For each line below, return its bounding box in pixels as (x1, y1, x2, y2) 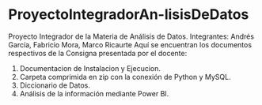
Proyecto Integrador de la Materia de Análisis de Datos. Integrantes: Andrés (8, 32, 255, 41)
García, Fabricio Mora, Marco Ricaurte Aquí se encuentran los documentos (8, 39, 252, 49)
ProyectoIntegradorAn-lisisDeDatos (8, 6, 249, 24)
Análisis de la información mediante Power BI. (19, 88, 169, 98)
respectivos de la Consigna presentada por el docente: (8, 48, 188, 58)
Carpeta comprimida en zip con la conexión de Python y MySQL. (19, 72, 231, 81)
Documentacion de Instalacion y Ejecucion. (19, 63, 161, 73)
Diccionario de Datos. (19, 81, 91, 90)
